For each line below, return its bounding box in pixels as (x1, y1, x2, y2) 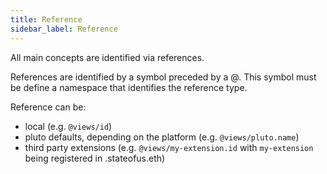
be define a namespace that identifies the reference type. (10, 81, 248, 93)
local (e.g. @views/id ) (24, 120, 113, 132)
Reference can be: (10, 101, 87, 113)
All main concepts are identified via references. (10, 51, 205, 63)
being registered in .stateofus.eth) (24, 152, 166, 164)
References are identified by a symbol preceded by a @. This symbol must (10, 71, 317, 83)
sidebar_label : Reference (10, 24, 118, 34)
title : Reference (10, 14, 83, 25)
